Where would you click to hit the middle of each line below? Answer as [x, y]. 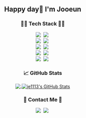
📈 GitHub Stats [43, 73]
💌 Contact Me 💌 [43, 99]
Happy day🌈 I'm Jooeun [43, 9]
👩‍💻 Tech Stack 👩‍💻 [43, 24]
